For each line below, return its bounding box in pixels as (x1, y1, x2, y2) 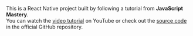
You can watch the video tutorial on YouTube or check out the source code (6, 17, 187, 24)
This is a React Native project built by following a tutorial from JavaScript (6, 5, 184, 12)
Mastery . (6, 11, 29, 18)
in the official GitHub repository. (6, 23, 83, 30)
